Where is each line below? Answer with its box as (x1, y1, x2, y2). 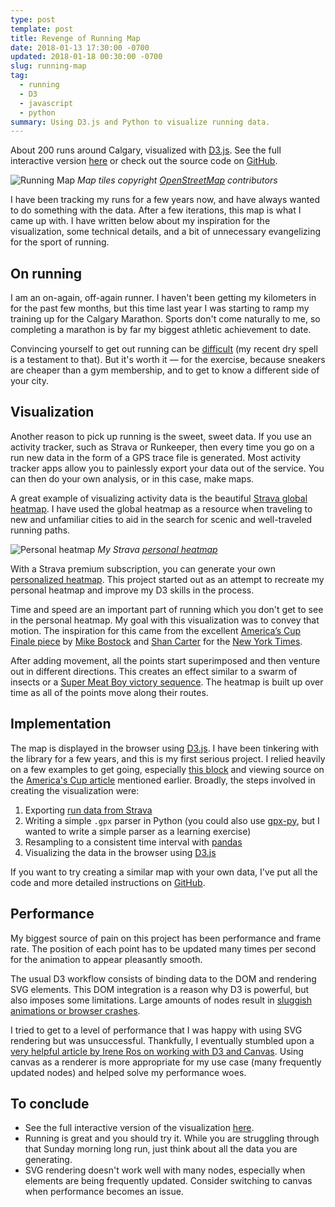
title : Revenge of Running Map (10, 33, 141, 43)
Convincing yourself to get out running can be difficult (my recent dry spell (10, 343, 318, 355)
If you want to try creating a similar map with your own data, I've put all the (10, 866, 318, 878)
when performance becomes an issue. (24, 1186, 184, 1198)
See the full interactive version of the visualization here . (24, 1122, 255, 1134)
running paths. (10, 524, 71, 536)
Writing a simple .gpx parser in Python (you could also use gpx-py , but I (24, 814, 320, 826)
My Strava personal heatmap (97, 543, 218, 555)
